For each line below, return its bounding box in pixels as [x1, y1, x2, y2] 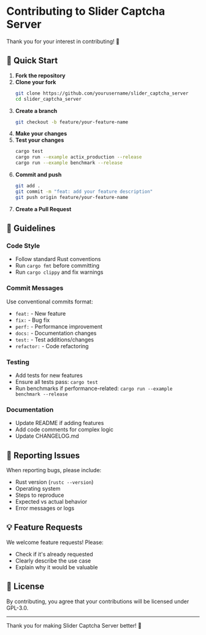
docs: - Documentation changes [15, 329, 97, 337]
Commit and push [15, 171, 62, 178]
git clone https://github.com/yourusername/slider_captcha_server [15, 90, 189, 96]
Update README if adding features [15, 419, 104, 427]
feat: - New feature [15, 310, 66, 317]
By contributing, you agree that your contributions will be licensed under [6, 598, 189, 605]
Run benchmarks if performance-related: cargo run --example [15, 384, 173, 392]
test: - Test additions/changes [15, 336, 94, 343]
